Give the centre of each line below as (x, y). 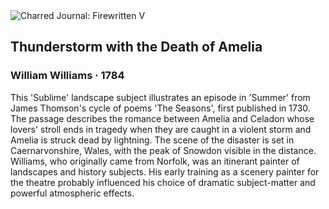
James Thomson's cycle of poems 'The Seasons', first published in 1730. (160, 108)
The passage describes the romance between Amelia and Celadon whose (162, 118)
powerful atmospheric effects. (72, 193)
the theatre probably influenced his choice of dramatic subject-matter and (163, 182)
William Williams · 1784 (67, 76)
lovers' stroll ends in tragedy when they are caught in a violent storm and (161, 129)
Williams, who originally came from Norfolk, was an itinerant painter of (155, 161)
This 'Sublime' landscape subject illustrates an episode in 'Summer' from (160, 97)
